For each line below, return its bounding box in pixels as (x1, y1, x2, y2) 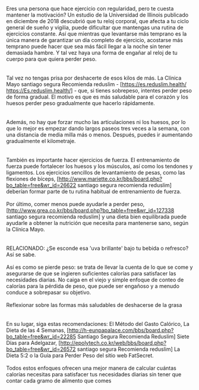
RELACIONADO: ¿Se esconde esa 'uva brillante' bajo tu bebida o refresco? (6, 245, 189, 252)
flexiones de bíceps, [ (6, 175, 59, 182)
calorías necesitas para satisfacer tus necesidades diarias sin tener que (6, 371, 182, 378)
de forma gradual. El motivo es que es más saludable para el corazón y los (6, 93, 189, 100)
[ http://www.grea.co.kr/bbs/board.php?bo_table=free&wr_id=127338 (6, 207, 175, 214)
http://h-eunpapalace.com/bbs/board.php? (68, 326, 174, 334)
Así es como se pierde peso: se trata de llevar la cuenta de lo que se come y (6, 264, 193, 271)
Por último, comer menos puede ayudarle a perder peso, (6, 201, 145, 207)
